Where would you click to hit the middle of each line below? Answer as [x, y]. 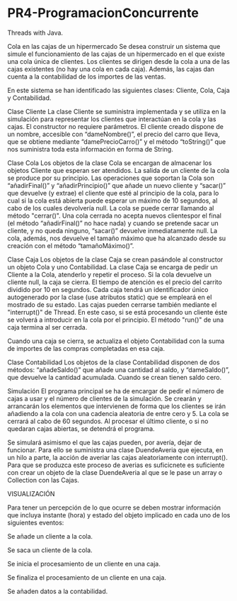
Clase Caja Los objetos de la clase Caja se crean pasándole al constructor [115, 259]
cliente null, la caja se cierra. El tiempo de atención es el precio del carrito [115, 282]
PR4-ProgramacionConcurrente [103, 13]
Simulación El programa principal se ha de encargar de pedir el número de [116, 391]
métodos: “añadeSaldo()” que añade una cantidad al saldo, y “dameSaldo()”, [118, 369]
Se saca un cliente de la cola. [50, 550]
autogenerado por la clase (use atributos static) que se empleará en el [110, 297]
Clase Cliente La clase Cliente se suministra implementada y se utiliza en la [117, 111]
